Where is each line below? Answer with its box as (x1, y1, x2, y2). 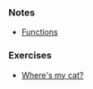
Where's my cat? (21, 69, 84, 80)
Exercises (8, 49, 53, 62)
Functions (21, 27, 59, 38)
